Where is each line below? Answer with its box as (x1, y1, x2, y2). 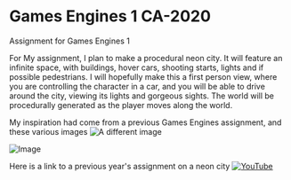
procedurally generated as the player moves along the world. (9, 99, 233, 110)
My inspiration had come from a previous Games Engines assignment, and (9, 117, 282, 128)
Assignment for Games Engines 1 (9, 35, 131, 46)
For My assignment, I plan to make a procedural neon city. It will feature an (9, 52, 283, 63)
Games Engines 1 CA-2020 (9, 6, 212, 27)
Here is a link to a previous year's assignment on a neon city (9, 160, 230, 171)
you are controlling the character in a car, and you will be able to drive (9, 81, 265, 91)
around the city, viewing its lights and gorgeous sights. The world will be (9, 90, 274, 101)
